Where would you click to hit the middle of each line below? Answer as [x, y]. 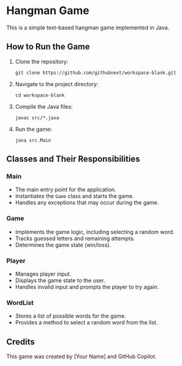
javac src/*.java [37, 118]
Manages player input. [43, 274]
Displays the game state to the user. [60, 280]
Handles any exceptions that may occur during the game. [87, 203]
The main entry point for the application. [66, 189]
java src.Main [33, 140]
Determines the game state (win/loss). [63, 244]
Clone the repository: [42, 61]
